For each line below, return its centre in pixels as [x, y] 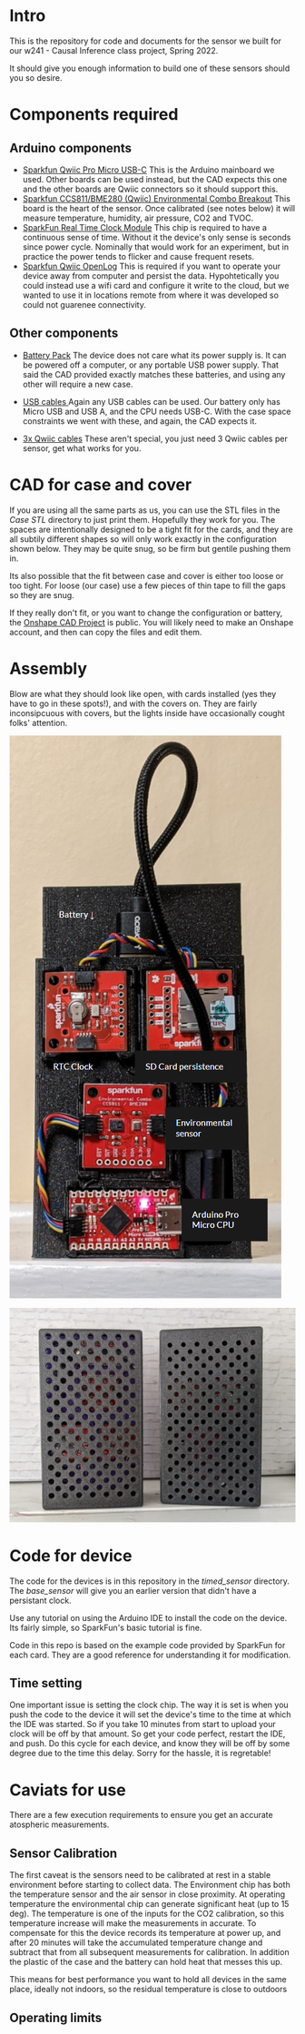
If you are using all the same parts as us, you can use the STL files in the [145, 510]
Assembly [49, 668]
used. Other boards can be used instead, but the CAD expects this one [155, 179]
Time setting [46, 1683]
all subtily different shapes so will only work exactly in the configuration [143, 539]
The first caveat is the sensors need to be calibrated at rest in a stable [140, 1875]
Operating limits [56, 2017]
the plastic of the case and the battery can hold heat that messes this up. [146, 1962]
